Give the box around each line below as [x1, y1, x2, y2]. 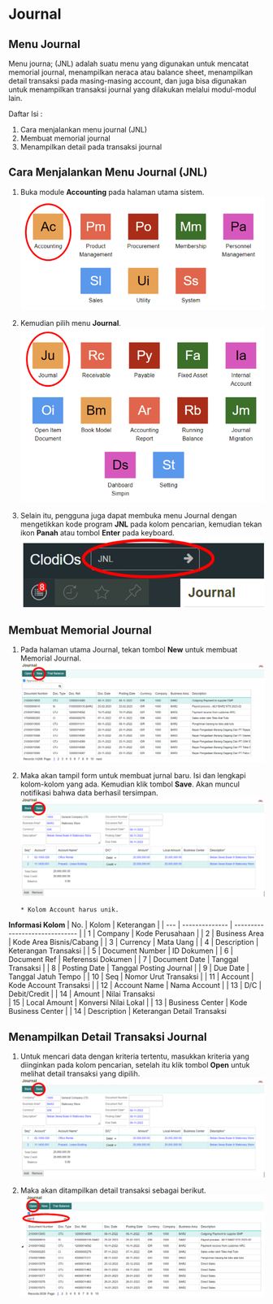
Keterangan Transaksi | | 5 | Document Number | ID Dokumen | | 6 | [8, 946, 233, 955]
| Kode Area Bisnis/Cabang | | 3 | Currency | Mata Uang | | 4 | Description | [8, 938, 258, 947]
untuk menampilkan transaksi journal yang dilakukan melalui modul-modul [8, 84, 257, 94]
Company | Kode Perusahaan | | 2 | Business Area [97, 929, 264, 938]
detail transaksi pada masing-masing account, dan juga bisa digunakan [8, 76, 247, 85]
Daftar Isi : [8, 109, 43, 119]
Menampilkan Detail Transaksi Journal [8, 1029, 207, 1044]
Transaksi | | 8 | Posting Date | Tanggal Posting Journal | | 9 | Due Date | [8, 964, 249, 973]
